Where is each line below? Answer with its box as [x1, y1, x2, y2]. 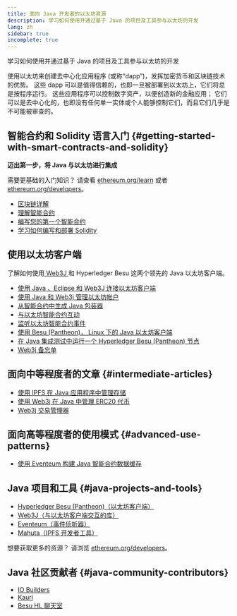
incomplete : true [7, 37, 59, 44]
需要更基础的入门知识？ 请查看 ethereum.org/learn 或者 [7, 176, 168, 184]
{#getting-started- [131, 130, 216, 142]
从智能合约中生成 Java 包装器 [17, 301, 104, 310]
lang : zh [7, 23, 33, 30]
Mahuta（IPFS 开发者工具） [17, 529, 99, 537]
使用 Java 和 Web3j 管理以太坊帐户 [17, 292, 119, 301]
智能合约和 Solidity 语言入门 [7, 130, 130, 142]
